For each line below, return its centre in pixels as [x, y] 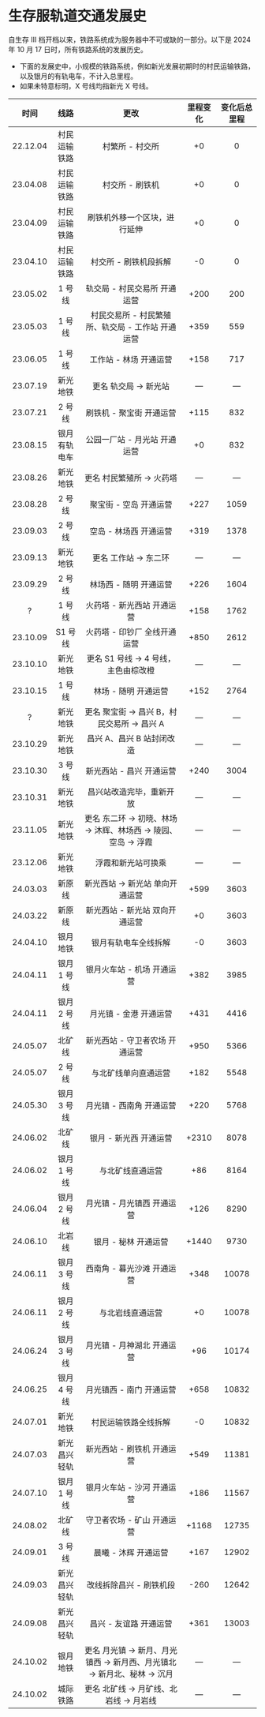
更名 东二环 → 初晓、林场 [131, 818]
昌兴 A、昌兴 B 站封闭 [127, 738]
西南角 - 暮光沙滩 [118, 1268]
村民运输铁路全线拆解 [131, 1422]
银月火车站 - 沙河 [118, 1487]
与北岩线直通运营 [131, 1313]
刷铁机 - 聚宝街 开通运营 [131, 413]
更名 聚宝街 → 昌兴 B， [127, 711]
